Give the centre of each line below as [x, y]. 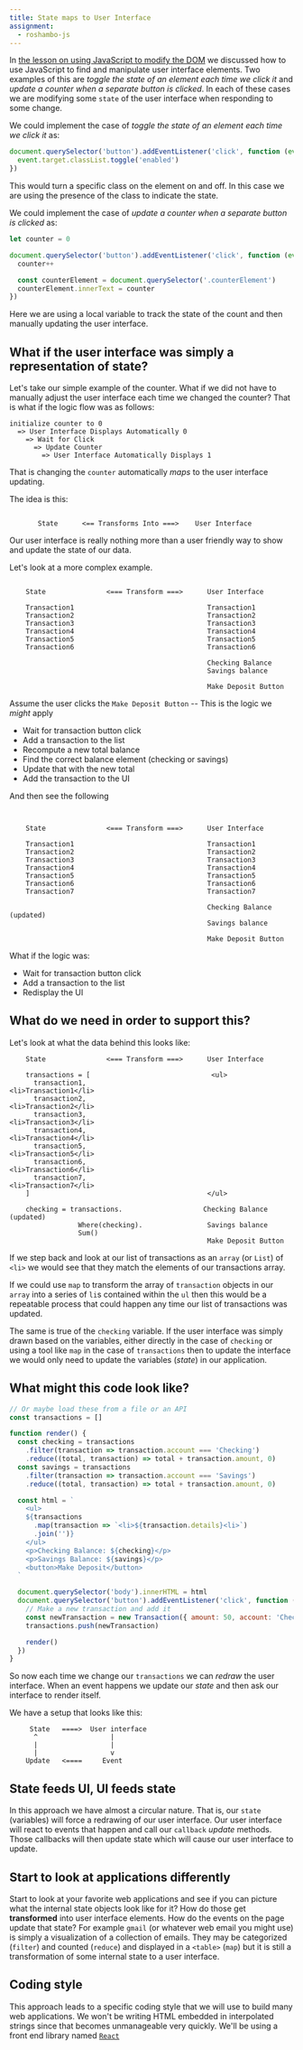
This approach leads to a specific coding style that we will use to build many [151, 2007]
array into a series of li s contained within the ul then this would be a [138, 1294]
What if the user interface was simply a [122, 352]
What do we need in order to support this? [130, 1021]
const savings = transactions [74, 1467]
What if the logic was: [50, 956]
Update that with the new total [78, 769]
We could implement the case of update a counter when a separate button [148, 213]
